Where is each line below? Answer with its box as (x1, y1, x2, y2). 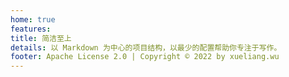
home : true (10, 14, 56, 25)
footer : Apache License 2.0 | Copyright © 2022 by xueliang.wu (10, 52, 280, 62)
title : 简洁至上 (10, 33, 72, 43)
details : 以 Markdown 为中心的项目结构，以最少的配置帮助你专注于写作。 (10, 42, 282, 53)
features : (10, 24, 52, 34)
